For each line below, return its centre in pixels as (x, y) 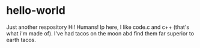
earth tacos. (21, 40)
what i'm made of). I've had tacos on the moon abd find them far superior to (100, 33)
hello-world (36, 10)
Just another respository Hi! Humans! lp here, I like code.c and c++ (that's (98, 27)
